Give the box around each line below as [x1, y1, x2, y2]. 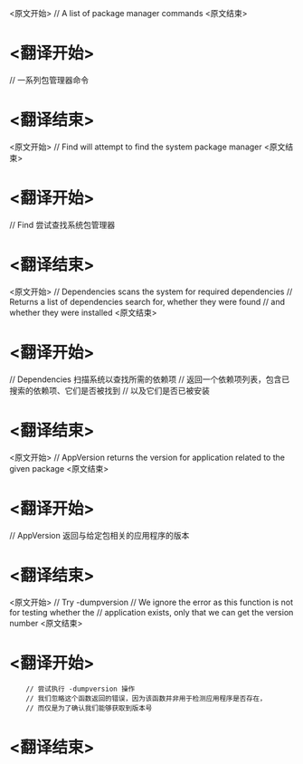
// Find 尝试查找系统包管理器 [9, 219, 116, 230]
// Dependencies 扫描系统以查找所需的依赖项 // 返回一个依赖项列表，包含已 [9, 374, 290, 385]
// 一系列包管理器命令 [9, 74, 90, 85]
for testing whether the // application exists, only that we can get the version [9, 606, 294, 617]
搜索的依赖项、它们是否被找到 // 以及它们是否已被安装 [9, 385, 210, 396]
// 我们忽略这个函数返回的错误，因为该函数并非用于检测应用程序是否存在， [25, 694, 267, 703]
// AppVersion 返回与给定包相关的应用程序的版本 [9, 530, 190, 540]
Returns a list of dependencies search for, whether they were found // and [9, 296, 286, 307]
